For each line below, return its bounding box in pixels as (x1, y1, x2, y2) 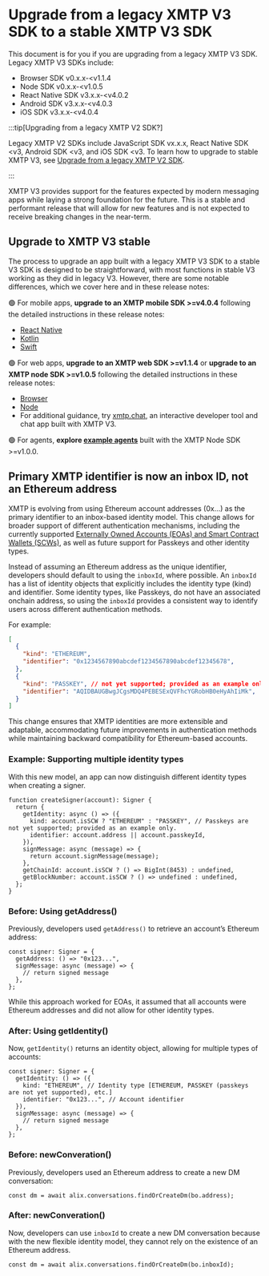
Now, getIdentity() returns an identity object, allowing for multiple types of (8, 1044, 259, 1053)
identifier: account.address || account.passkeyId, (29, 831, 206, 839)
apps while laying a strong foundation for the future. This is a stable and (8, 195, 246, 204)
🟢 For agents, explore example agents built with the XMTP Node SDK (8, 435, 241, 445)
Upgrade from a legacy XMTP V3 (8, 6, 232, 24)
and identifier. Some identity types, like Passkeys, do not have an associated (8, 587, 261, 597)
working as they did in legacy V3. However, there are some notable (8, 273, 230, 283)
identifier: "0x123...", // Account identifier (22, 1096, 184, 1104)
